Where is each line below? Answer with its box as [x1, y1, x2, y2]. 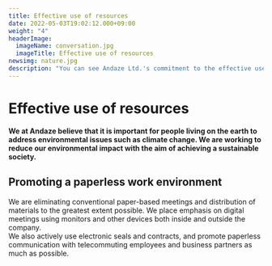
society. [8, 151, 36, 162]
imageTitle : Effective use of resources [15, 49, 154, 57]
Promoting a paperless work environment [8, 175, 223, 189]
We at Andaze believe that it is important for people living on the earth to [8, 126, 257, 136]
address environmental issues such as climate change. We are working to [8, 134, 261, 144]
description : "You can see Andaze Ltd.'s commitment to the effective [8, 65, 252, 73]
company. [8, 222, 42, 232]
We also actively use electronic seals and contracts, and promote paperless [8, 231, 261, 241]
